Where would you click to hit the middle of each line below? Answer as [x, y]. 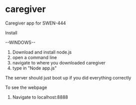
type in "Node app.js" [35, 68]
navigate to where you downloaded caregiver [59, 62]
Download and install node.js [42, 52]
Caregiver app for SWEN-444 [36, 23]
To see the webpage [26, 87]
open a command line [35, 57]
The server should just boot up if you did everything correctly [68, 77]
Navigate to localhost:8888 [40, 97]
